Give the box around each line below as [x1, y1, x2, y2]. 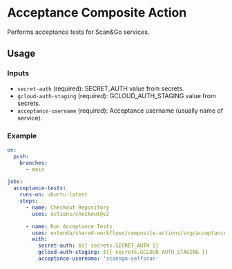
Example [7, 131, 37, 140]
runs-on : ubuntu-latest [19, 192, 88, 198]
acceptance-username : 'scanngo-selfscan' [37, 255, 159, 262]
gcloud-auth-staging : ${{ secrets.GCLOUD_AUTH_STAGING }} [37, 249, 209, 256]
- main [25, 166, 45, 173]
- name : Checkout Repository [25, 204, 110, 211]
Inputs [7, 68, 30, 78]
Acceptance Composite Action [7, 5, 187, 21]
